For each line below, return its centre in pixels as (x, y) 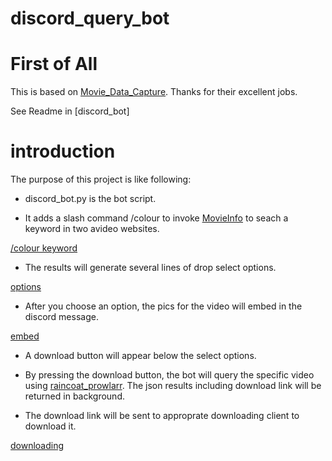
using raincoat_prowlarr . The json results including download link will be (173, 386)
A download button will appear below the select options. (140, 356)
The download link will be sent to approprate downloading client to (162, 416)
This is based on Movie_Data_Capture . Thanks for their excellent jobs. (154, 92)
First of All (54, 64)
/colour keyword (44, 248)
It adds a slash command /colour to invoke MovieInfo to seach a (156, 218)
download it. (50, 426)
